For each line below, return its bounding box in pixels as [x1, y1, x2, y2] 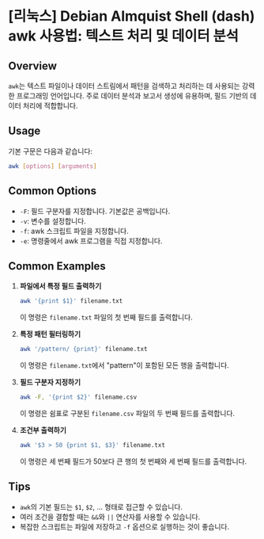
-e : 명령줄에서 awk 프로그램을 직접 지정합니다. [19, 235, 163, 246]
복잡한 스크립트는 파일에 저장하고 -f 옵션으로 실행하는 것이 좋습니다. [19, 522, 230, 531]
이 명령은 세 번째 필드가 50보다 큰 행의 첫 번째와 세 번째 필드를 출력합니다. [19, 457, 247, 466]
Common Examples [8, 259, 107, 273]
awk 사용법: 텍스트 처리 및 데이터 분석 [8, 27, 239, 45]
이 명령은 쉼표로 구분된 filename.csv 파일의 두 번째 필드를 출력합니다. [19, 408, 236, 418]
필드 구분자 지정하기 [19, 377, 81, 387]
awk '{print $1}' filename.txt [19, 297, 123, 305]
